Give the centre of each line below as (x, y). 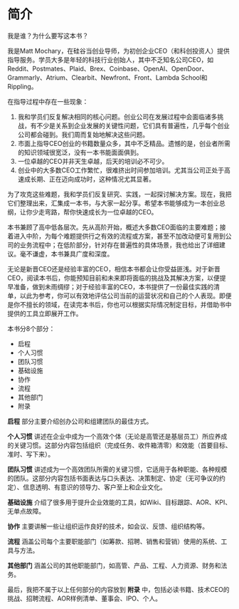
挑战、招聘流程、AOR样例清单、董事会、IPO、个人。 (85, 598)
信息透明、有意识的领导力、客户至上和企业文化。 (94, 487)
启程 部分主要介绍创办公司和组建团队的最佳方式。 (80, 421)
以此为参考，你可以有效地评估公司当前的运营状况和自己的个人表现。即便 (126, 296)
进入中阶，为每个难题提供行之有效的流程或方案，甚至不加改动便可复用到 (119, 236)
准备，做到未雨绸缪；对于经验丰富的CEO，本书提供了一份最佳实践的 (113, 286)
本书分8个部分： (31, 328)
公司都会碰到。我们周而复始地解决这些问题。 (83, 134)
